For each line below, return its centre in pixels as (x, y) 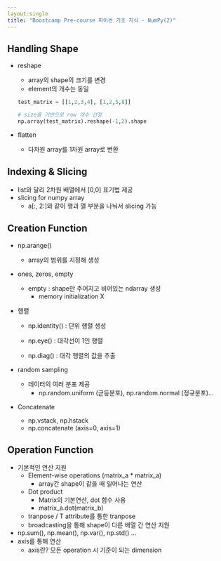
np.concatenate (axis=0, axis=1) (74, 428)
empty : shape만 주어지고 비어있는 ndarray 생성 (94, 288)
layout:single (28, 14)
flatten (27, 135)
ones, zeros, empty (45, 274)
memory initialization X (72, 296)
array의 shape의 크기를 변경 (67, 80)
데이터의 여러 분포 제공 (59, 384)
